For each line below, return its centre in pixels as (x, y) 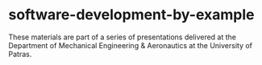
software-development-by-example (131, 15)
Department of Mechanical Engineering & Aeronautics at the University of (130, 45)
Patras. (20, 54)
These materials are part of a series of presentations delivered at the (122, 37)
